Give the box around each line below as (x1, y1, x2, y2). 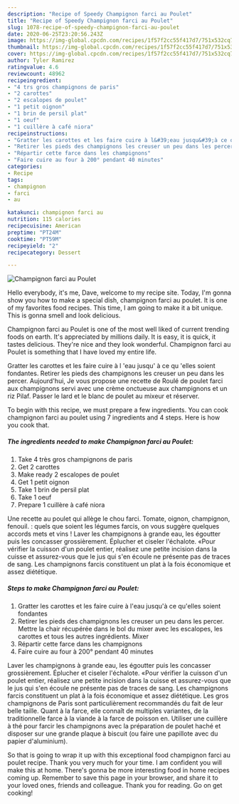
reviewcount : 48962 (7, 70, 65, 77)
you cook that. (7, 421, 50, 429)
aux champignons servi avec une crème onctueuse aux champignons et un (7, 385, 228, 393)
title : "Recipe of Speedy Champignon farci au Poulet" (7, 17, 174, 24)
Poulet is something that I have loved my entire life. (7, 347, 157, 357)
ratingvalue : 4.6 (7, 63, 59, 71)
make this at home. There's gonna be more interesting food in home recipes (7, 766, 230, 775)
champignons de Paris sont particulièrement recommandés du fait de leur (7, 699, 223, 708)
